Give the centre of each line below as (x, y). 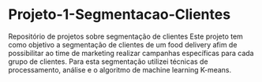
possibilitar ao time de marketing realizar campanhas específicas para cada (131, 53)
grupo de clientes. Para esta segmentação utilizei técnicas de (108, 61)
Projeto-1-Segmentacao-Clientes (120, 15)
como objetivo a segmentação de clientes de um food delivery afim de (123, 44)
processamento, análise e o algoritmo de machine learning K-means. (120, 69)
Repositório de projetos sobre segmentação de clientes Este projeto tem (125, 36)
